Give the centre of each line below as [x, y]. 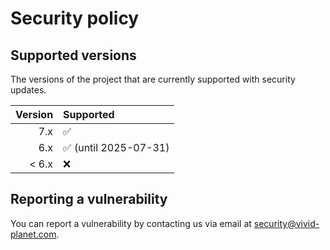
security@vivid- [286, 223]
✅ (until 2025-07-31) [116, 147]
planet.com [33, 234]
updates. [28, 90]
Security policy [75, 18]
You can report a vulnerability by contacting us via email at [131, 223]
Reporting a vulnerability [89, 199]
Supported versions [73, 55]
